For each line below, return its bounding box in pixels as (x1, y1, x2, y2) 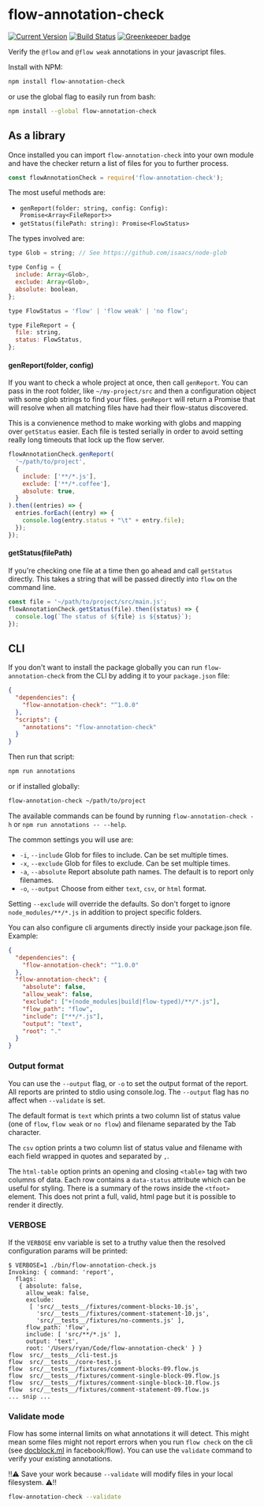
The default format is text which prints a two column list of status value (8, 1111, 241, 1120)
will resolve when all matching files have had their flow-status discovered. (8, 403, 248, 412)
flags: (15, 1275, 37, 1283)
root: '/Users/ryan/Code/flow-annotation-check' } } (25, 1344, 203, 1352)
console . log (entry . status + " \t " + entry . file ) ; (22, 517, 185, 524)
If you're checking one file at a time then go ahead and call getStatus (8, 566, 232, 575)
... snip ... (8, 1392, 51, 1400)
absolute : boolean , (15, 285, 80, 293)
